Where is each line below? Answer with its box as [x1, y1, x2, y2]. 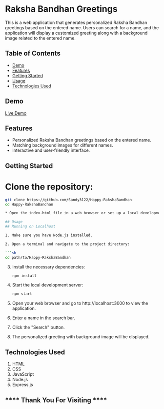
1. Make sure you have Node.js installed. [5, 233, 93, 238]
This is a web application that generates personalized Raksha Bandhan [5, 20, 147, 25]
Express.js [12, 382, 33, 388]
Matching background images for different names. [12, 143, 113, 148]
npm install [12, 273, 37, 278]
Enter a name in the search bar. [12, 315, 75, 321]
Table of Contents [5, 49, 61, 58]
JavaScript [12, 371, 34, 377]
